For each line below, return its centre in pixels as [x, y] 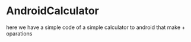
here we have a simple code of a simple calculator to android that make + [96, 27]
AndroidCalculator [52, 11]
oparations [19, 33]
